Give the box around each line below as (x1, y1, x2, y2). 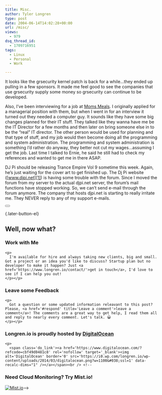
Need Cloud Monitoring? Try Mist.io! (5, 374, 93, 380)
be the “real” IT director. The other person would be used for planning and (5, 129, 154, 135)
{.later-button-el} (5, 211, 39, 217)
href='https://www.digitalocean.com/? (64, 346, 142, 350)
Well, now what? (5, 225, 56, 233)
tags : (5, 47, 16, 52)
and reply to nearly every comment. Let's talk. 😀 (5, 315, 111, 320)
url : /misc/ (5, 25, 29, 30)
